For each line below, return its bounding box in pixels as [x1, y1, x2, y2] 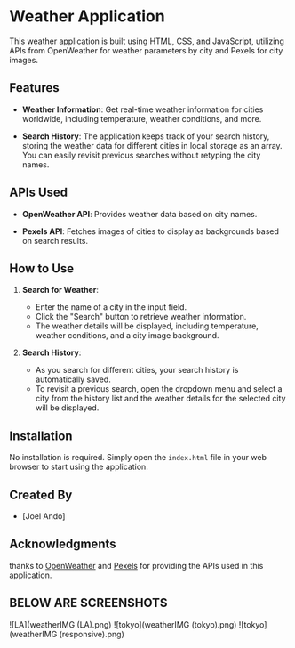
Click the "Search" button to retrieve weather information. [35, 312, 247, 322]
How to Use [9, 261, 75, 276]
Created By [9, 487, 73, 502]
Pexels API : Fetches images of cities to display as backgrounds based [21, 225, 280, 237]
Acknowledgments [9, 537, 117, 552]
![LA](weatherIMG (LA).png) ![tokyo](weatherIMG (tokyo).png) [9, 619, 237, 629]
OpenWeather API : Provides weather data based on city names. [21, 208, 258, 219]
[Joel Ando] [21, 511, 66, 522]
